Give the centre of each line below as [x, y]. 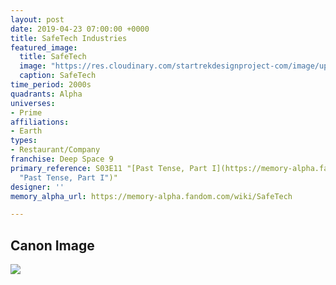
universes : [33, 103]
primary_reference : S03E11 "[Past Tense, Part [109, 168]
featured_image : [44, 47]
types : [24, 141]
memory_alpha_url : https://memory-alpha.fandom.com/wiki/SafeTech [151, 196]
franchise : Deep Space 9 [62, 159]
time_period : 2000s [51, 85]
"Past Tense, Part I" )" [68, 177]
